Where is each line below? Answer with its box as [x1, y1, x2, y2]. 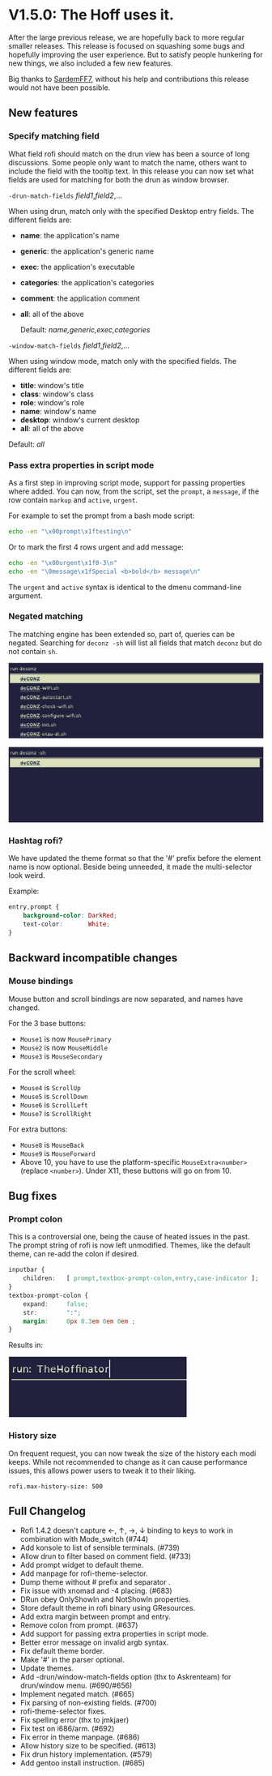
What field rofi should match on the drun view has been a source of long [8, 148, 250, 159]
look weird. [8, 871, 46, 880]
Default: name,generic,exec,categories [19, 324, 151, 334]
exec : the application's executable [19, 262, 135, 272]
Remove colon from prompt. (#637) [19, 1620, 138, 1630]
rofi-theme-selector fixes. [19, 1706, 107, 1716]
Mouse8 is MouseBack [19, 1140, 85, 1149]
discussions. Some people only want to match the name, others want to [8, 157, 247, 167]
